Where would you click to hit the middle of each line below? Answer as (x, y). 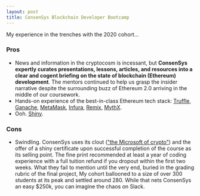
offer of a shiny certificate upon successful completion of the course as (103, 148)
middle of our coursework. (47, 94)
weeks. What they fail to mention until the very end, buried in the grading (104, 167)
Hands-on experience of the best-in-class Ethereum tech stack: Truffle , (103, 101)
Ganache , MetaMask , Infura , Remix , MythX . (68, 107)
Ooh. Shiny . (29, 114)
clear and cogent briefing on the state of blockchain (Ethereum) (95, 75)
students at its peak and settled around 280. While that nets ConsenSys (103, 180)
